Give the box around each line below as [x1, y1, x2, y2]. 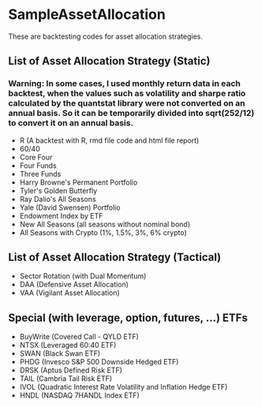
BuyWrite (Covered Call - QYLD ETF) [19, 332, 140, 342]
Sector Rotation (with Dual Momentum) [19, 271, 147, 281]
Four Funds [19, 160, 57, 170]
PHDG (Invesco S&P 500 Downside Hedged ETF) [19, 357, 179, 367]
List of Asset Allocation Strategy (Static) [8, 54, 211, 68]
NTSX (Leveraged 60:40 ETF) [19, 341, 117, 350]
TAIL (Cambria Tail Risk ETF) [19, 374, 113, 383]
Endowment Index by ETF [19, 211, 103, 220]
